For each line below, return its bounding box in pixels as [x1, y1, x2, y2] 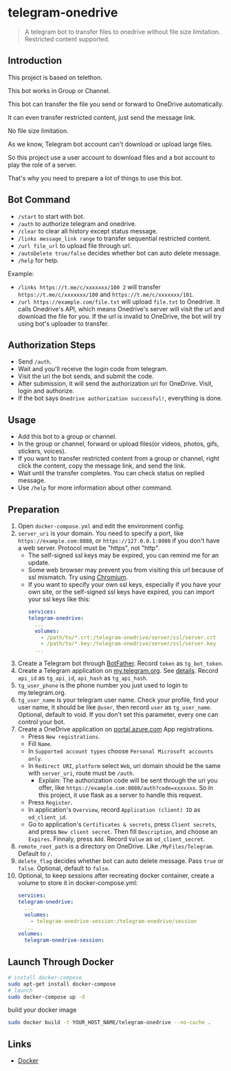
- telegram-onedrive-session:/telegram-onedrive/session [30, 917, 197, 924]
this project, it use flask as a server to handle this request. [38, 791, 203, 800]
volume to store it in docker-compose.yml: [17, 879, 138, 887]
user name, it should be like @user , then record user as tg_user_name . [17, 703, 212, 711]
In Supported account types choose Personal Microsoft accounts [27, 747, 214, 756]
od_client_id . [27, 813, 67, 821]
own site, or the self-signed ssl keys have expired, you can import [27, 588, 215, 596]
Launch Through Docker [8, 956, 114, 968]
